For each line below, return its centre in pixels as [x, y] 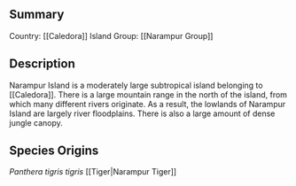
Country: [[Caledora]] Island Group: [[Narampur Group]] [111, 35]
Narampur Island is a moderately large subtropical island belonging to [136, 85]
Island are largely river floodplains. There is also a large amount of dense [142, 113]
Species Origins [54, 151]
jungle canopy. [36, 122]
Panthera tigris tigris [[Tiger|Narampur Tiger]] [93, 172]
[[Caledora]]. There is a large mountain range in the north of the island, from [148, 94]
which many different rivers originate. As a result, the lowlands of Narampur [148, 104]
